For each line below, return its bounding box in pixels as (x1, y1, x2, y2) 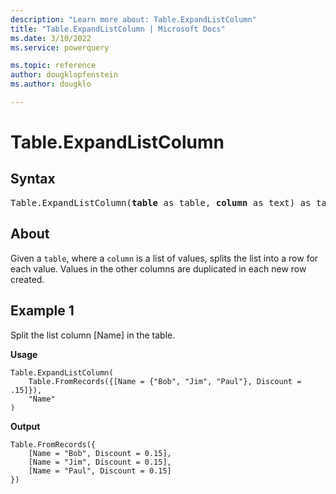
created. (10, 273, 45, 285)
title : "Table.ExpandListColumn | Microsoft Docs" (10, 24, 226, 34)
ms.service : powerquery (10, 42, 110, 53)
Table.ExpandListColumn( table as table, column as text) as (10, 197, 312, 208)
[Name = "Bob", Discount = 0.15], (28, 448, 172, 458)
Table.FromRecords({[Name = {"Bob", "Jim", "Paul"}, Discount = (28, 376, 302, 386)
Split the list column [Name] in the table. (10, 329, 176, 341)
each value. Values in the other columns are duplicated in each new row (10, 262, 307, 275)
